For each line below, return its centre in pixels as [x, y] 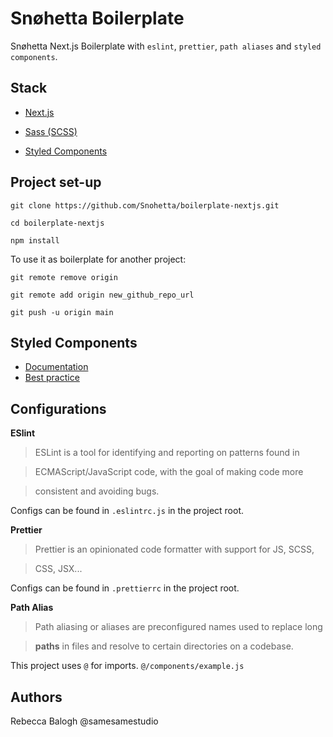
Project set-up [56, 182]
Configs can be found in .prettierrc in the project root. [125, 588]
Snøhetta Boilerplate [97, 18]
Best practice [52, 378]
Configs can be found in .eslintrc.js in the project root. [127, 511]
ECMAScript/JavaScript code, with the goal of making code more [169, 472]
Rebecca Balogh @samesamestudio [84, 721]
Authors [36, 697]
